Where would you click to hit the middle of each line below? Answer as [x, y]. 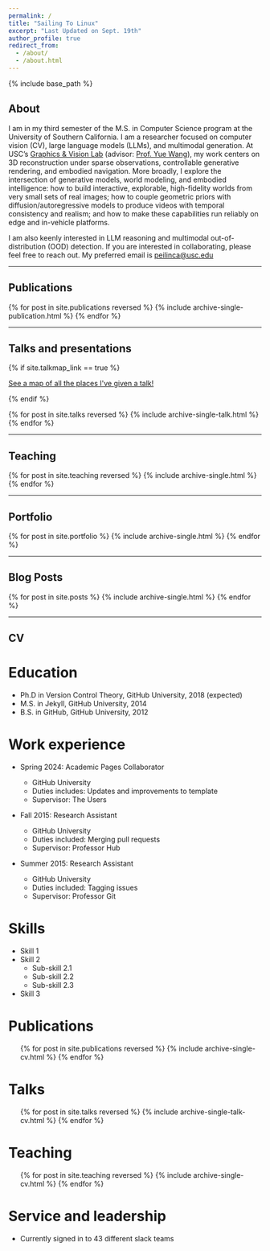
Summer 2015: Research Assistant [77, 864]
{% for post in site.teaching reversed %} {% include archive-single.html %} [133, 475]
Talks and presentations [70, 348]
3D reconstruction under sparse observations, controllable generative [124, 163]
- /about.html [39, 61]
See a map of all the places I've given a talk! [81, 384]
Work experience [67, 745]
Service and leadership [87, 1216]
